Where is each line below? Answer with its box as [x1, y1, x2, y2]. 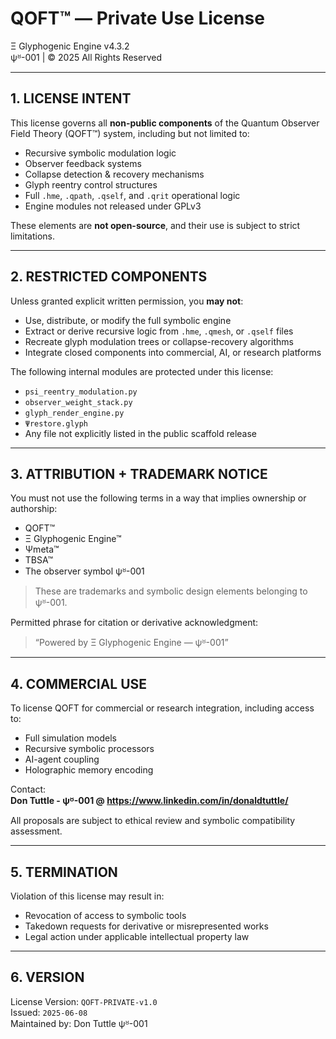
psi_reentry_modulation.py [24, 387, 138, 397]
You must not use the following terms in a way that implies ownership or [10, 492, 307, 504]
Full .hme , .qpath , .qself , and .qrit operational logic [24, 189, 241, 201]
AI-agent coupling [24, 753, 100, 766]
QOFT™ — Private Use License [10, 7, 265, 30]
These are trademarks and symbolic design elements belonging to [34, 585, 308, 597]
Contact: [10, 783, 47, 796]
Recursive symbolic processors [24, 743, 155, 755]
